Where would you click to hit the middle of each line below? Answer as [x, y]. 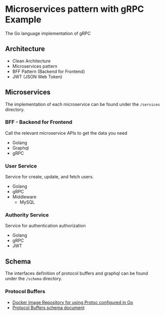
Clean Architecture [31, 61]
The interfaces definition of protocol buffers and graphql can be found [77, 273]
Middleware [24, 197]
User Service [21, 166]
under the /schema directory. [34, 279]
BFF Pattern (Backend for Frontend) [49, 71]
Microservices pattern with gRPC [75, 9]
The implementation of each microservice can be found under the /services [83, 104]
